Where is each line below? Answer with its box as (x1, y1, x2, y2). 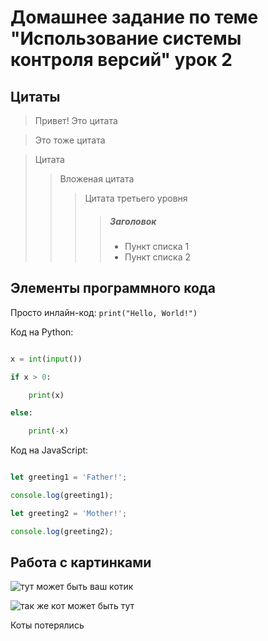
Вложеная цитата (59, 173, 135, 185)
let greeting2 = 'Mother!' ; (10, 508, 128, 518)
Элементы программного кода (10, 280, 216, 297)
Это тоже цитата (34, 134, 106, 146)
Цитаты (10, 88, 61, 105)
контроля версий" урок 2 (10, 49, 233, 71)
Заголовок (109, 215, 157, 227)
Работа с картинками (10, 554, 152, 571)
